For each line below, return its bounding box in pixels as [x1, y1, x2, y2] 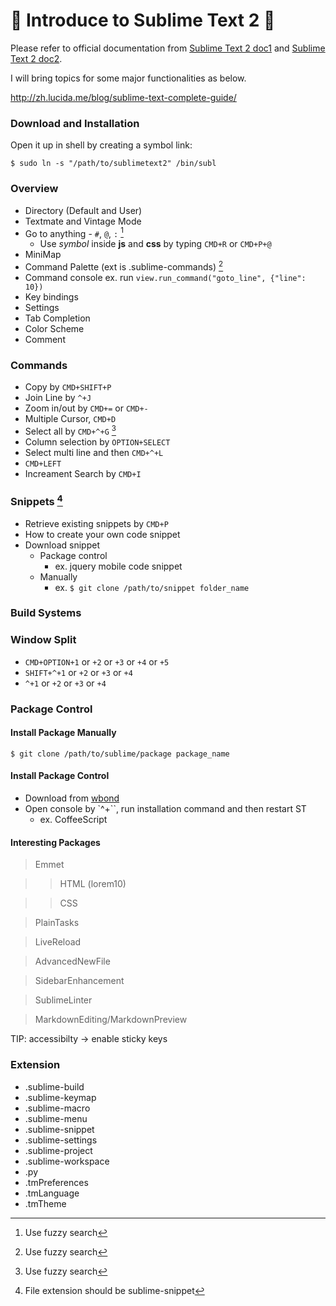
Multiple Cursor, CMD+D [24, 413, 117, 425]
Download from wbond [24, 792, 120, 804]
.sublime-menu [24, 1112, 88, 1124]
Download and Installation [10, 116, 140, 130]
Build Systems [10, 606, 82, 620]
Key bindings [24, 290, 79, 303]
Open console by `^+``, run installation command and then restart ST [24, 803, 307, 815]
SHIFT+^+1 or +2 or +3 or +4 [24, 666, 133, 678]
